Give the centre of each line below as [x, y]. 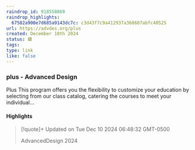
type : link [20, 51]
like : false [21, 56]
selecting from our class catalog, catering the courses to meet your [89, 96]
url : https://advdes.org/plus [44, 28]
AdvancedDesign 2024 [49, 141]
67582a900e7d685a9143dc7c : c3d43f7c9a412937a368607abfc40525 [89, 23]
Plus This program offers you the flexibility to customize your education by [98, 89]
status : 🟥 [19, 39]
